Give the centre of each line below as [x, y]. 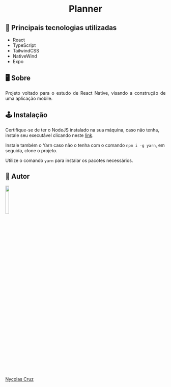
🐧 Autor [18, 176]
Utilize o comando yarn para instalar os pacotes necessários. [69, 160]
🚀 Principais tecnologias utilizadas [61, 28]
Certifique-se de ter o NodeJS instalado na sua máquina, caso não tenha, [82, 130]
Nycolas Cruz [20, 379]
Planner [85, 9]
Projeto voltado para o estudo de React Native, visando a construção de [85, 93]
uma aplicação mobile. [29, 98]
